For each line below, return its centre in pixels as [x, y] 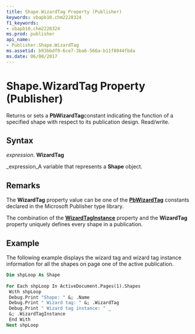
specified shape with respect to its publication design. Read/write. [88, 122]
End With [20, 320]
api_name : [19, 40]
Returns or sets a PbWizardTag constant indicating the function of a [90, 115]
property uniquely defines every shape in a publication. [74, 224]
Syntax [20, 141]
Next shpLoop [22, 325]
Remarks [23, 186]
